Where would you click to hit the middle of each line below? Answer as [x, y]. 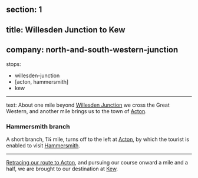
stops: [14, 64]
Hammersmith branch [38, 126]
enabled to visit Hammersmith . [43, 145]
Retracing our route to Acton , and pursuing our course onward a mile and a [97, 162]
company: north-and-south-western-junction [92, 50]
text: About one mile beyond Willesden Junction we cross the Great [88, 105]
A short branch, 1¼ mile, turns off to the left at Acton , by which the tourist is [98, 139]
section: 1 [24, 10]
